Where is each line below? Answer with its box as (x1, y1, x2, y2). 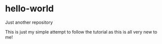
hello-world (5, 3, 54, 14)
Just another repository (5, 19, 53, 25)
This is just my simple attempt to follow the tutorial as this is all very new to (5, 29, 158, 35)
